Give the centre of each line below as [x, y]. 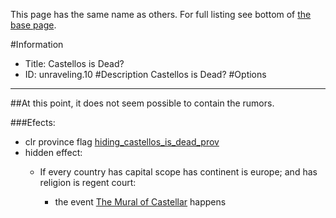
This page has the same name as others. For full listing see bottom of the [161, 14]
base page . [33, 25]
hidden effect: [53, 152]
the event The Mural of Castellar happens [140, 202]
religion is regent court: [88, 182]
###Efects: [33, 122]
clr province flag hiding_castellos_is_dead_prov [122, 142]
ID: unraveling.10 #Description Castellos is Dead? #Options [145, 74]
